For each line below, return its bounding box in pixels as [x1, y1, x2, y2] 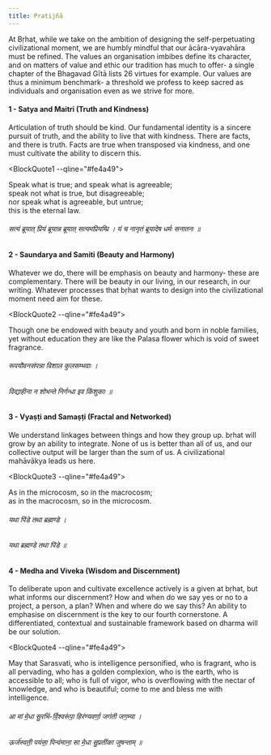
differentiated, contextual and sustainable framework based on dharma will [8, 618, 259, 628]
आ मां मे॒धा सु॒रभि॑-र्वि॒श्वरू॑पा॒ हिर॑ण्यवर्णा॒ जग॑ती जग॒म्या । [8, 711, 142, 722]
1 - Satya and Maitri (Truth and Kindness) [8, 105, 150, 114]
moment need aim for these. [8, 294, 103, 303]
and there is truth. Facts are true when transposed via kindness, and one [8, 139, 251, 149]
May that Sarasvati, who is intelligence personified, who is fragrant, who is [8, 658, 256, 668]
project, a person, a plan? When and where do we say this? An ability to [8, 601, 247, 611]
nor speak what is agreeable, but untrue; [8, 196, 144, 207]
